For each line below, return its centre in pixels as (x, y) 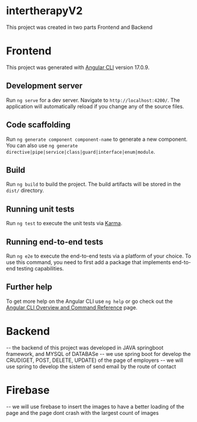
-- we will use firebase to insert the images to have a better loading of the (95, 406)
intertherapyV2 (44, 11)
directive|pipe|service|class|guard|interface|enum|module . (81, 151)
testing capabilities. (40, 268)
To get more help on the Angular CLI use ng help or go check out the (89, 301)
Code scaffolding (38, 125)
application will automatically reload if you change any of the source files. (95, 106)
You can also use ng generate (42, 145)
